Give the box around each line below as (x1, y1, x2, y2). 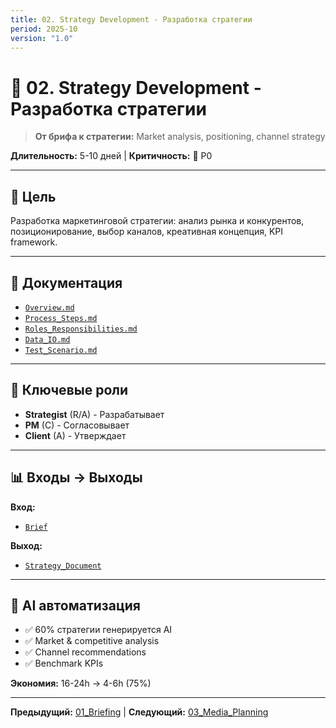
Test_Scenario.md (24, 345, 98, 355)
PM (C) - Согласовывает (24, 419, 130, 431)
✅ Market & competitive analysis (24, 635, 160, 647)
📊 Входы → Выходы (10, 469, 143, 486)
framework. (10, 236, 58, 248)
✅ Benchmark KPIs (24, 657, 104, 670)
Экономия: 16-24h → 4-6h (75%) (10, 677, 152, 690)
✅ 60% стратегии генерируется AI (24, 624, 173, 636)
